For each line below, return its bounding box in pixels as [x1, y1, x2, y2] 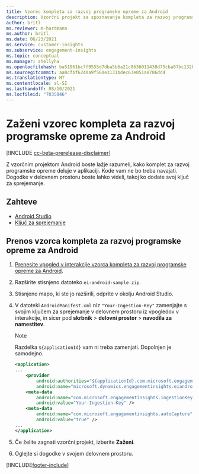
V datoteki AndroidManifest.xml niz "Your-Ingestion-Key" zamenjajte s [14, 302, 187, 309]
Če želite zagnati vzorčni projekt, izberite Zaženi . [14, 438, 135, 446]
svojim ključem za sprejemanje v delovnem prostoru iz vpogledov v [14, 308, 179, 315]
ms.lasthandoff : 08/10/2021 [6, 86, 76, 92]
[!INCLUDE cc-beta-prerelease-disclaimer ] [6, 149, 111, 156]
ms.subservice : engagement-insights [6, 47, 97, 53]
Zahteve [6, 197, 37, 207]
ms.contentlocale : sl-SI [6, 81, 68, 87]
